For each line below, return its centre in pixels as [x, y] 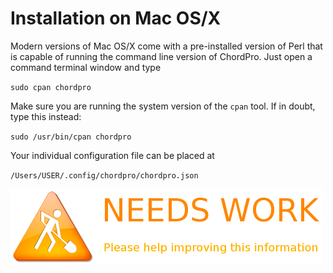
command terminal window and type [86, 67]
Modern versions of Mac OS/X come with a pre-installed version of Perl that [166, 46]
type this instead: [46, 116]
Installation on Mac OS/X [116, 18]
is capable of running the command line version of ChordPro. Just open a [161, 56]
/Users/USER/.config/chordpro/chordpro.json [104, 175]
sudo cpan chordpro [51, 87]
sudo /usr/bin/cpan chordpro [71, 137]
